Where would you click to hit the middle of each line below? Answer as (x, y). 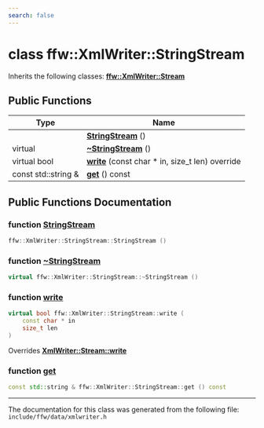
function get (32, 371)
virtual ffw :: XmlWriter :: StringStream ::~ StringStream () (103, 277)
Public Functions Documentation (90, 202)
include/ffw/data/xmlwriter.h (58, 417)
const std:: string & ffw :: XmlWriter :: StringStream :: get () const (117, 387)
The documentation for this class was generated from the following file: (124, 410)
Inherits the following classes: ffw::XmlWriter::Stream (97, 76)
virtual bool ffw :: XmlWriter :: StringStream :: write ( (96, 314)
